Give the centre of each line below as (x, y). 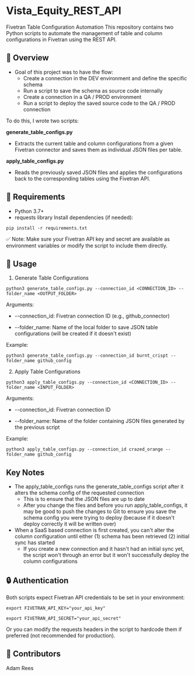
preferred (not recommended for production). (61, 636)
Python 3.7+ (29, 211)
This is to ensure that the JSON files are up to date (84, 499)
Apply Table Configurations (47, 372)
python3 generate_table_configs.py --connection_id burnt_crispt (87, 356)
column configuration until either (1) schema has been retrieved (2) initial (102, 537)
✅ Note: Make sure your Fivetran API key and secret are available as (88, 239)
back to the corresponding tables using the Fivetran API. (82, 178)
